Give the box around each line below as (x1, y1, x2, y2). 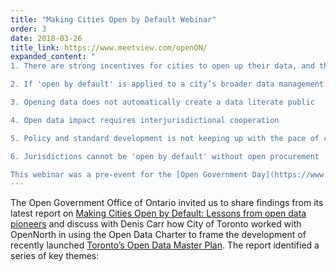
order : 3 (10, 24, 47, 34)
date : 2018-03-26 (10, 33, 83, 43)
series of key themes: (10, 250, 100, 262)
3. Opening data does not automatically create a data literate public (10, 97, 315, 107)
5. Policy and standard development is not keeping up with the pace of (10, 133, 320, 143)
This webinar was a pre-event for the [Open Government (10, 169, 248, 180)
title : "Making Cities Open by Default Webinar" (10, 14, 217, 25)
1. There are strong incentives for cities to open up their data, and (10, 61, 315, 71)
